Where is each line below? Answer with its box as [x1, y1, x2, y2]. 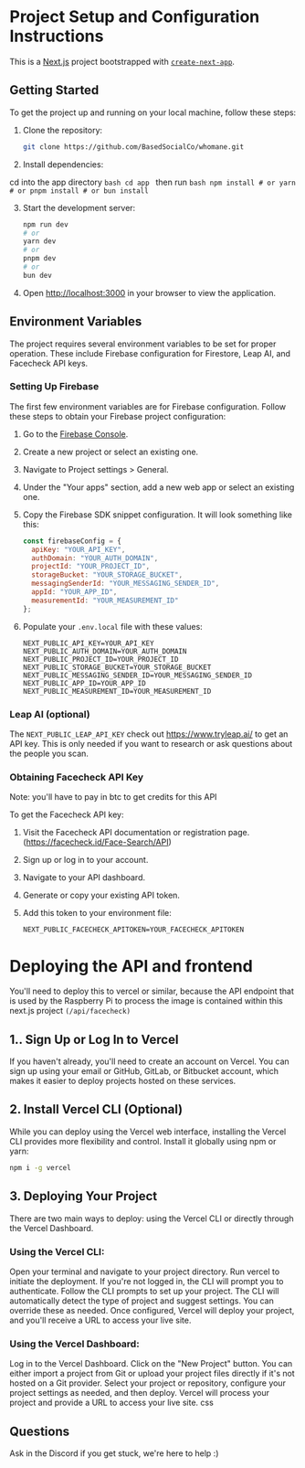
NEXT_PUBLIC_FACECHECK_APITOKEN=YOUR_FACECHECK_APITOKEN [22, 925, 245, 934]
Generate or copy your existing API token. [22, 889, 181, 901]
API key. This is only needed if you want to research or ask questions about [9, 739, 293, 750]
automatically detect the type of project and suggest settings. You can [9, 1295, 274, 1306]
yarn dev [22, 237, 57, 246]
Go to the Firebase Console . [22, 428, 129, 440]
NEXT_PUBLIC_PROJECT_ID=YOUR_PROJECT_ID [22, 654, 179, 664]
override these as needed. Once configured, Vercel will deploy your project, [9, 1304, 295, 1315]
